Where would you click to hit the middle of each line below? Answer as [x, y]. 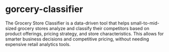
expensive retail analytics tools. [38, 44]
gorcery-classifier [44, 9]
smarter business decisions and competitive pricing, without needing [77, 39]
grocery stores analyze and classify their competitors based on [83, 28]
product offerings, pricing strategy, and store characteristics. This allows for [85, 33]
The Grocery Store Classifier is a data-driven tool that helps [68, 23]
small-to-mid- [145, 23]
